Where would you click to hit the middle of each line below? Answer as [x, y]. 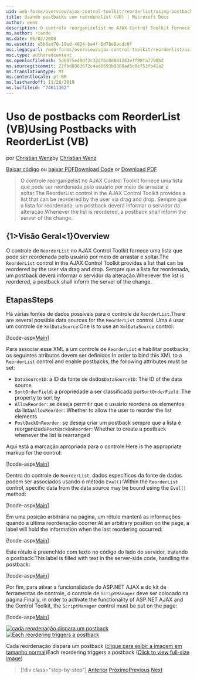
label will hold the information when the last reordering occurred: [84, 529]
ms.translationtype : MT [35, 71]
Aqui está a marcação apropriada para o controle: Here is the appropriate [94, 446]
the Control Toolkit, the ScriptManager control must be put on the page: [92, 606]
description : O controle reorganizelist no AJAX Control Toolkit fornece [98, 28]
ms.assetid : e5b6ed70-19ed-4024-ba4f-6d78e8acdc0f [69, 45]
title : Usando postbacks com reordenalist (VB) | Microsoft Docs [87, 17]
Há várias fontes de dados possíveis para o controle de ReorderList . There [96, 314]
